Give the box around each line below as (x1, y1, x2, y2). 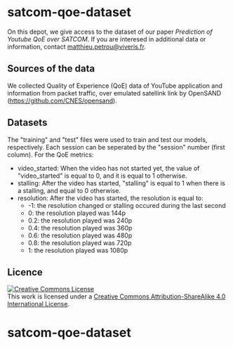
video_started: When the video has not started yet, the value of (17, 164, 200, 172)
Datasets (7, 117, 48, 129)
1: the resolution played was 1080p (27, 246, 128, 254)
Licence (7, 266, 44, 278)
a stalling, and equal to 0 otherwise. (17, 186, 121, 195)
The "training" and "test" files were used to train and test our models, (7, 135, 208, 144)
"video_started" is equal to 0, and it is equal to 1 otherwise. (17, 171, 187, 180)
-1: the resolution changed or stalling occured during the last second (27, 201, 226, 209)
